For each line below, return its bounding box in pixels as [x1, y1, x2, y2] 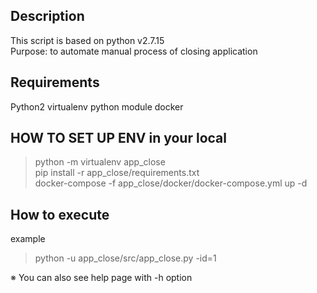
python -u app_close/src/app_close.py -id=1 [34, 252, 217, 264]
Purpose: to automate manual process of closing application [10, 45, 258, 57]
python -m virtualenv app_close [34, 156, 166, 168]
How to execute [10, 206, 110, 223]
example [10, 233, 46, 245]
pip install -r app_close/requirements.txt [34, 167, 200, 179]
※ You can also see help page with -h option [10, 272, 193, 284]
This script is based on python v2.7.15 [10, 34, 165, 46]
